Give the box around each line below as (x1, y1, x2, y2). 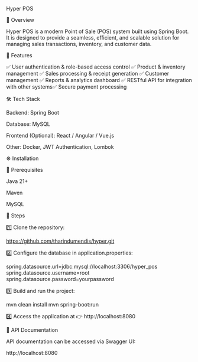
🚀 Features (6, 52, 33, 58)
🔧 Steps (6, 212, 25, 219)
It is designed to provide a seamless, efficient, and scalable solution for (6, 34, 180, 41)
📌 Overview (6, 17, 34, 23)
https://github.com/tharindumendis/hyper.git (6, 237, 115, 244)
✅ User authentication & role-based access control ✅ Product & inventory (6, 63, 186, 70)
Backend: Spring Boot (6, 109, 60, 116)
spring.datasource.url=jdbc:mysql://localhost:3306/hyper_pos (6, 263, 158, 270)
